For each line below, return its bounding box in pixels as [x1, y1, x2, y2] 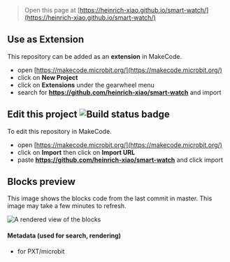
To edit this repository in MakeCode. [7, 127, 112, 135]
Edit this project [7, 109, 78, 120]
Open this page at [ [24, 6, 80, 14]
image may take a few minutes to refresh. [7, 202, 127, 210]
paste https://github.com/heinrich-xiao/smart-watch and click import [17, 156, 224, 164]
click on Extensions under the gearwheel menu [17, 81, 155, 89]
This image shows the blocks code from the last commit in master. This [7, 194, 213, 202]
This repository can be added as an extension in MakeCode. [7, 52, 182, 60]
